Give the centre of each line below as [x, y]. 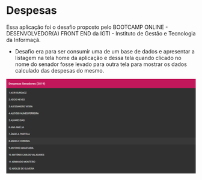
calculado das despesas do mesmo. [60, 70]
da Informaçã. [23, 40]
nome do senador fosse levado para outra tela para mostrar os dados [101, 64]
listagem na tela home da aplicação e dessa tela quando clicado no [98, 58]
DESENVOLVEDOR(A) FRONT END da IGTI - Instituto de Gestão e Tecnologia [101, 33]
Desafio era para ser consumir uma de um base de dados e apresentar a [105, 51]
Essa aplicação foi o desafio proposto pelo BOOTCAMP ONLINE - [87, 27]
